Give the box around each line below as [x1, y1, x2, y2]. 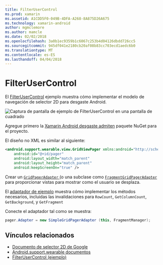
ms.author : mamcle [5, 30, 42, 35]
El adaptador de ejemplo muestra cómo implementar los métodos [5, 188, 136, 194]
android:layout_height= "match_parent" [14, 160, 92, 165]
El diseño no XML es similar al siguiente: [5, 138, 86, 143]
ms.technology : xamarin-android [5, 20, 70, 26]
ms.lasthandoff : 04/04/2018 [5, 57, 62, 62]
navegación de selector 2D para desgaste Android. [5, 99, 107, 105]
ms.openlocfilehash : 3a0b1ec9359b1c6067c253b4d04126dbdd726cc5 [5, 39, 136, 44]
